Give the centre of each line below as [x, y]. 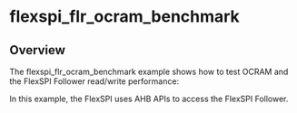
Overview [38, 50]
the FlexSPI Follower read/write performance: [94, 81]
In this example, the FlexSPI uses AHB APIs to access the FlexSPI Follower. [149, 99]
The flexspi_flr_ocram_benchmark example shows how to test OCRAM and [149, 71]
